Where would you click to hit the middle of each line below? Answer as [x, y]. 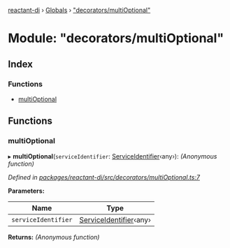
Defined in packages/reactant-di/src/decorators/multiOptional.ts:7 [104, 177]
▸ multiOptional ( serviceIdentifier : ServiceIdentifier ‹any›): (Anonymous [113, 156]
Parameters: [26, 191]
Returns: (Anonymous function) [54, 237]
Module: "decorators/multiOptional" [116, 38]
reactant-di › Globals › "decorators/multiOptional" [79, 10]
